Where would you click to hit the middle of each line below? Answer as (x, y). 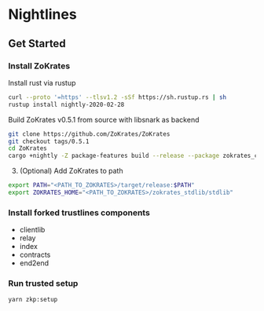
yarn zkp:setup (33, 300)
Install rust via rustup (42, 82)
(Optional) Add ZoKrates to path (71, 171)
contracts (35, 255)
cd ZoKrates (27, 148)
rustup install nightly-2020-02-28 (66, 104)
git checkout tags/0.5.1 (49, 141)
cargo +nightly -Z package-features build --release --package (114, 156)
